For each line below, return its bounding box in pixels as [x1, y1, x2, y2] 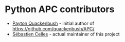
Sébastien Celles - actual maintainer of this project [12, 31, 120, 37]
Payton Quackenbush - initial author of [12, 20, 95, 26]
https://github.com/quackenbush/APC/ [12, 25, 95, 31]
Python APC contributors [5, 4, 115, 15]
